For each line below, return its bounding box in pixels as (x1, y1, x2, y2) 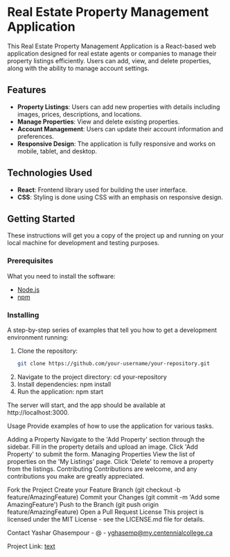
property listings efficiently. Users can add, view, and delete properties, (7, 56, 211, 65)
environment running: (7, 333, 69, 341)
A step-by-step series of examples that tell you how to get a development (7, 326, 217, 334)
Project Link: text (7, 542, 55, 550)
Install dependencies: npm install (17, 380, 112, 388)
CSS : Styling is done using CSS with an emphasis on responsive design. (17, 192, 224, 201)
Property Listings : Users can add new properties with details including (17, 102, 220, 111)
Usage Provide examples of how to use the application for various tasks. (7, 422, 214, 430)
